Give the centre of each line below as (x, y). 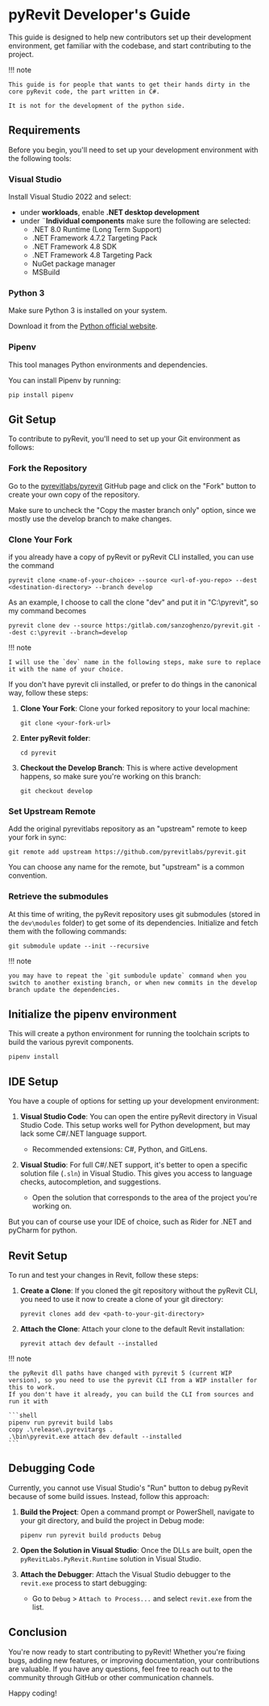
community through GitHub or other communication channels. (111, 1677)
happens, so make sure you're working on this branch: (110, 777)
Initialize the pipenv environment (93, 1015)
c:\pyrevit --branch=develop (79, 633)
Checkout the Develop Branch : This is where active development (129, 768)
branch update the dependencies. (64, 989)
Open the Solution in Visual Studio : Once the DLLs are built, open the (136, 1550)
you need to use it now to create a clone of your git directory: (122, 1299)
